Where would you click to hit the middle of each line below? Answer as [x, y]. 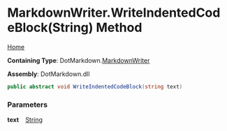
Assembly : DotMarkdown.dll [49, 74]
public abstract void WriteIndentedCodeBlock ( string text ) [95, 86]
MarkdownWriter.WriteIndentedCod [114, 13]
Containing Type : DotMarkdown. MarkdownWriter [79, 60]
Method [119, 28]
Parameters [27, 105]
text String [25, 120]
